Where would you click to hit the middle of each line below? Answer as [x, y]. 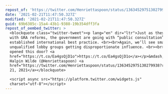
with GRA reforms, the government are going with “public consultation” [87, 38]
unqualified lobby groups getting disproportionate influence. [77, 47]
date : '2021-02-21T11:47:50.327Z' [41, 14]
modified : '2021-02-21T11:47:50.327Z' [45, 19]
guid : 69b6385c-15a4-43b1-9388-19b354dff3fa [52, 24]
